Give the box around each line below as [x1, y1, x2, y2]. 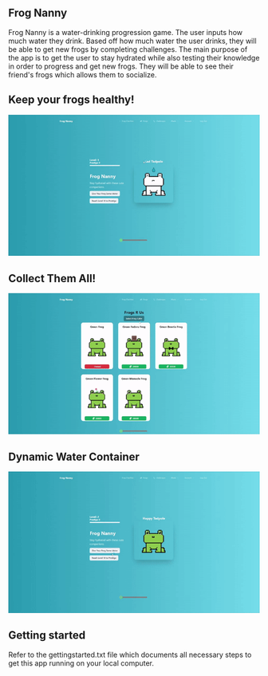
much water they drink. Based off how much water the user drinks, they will [8, 36, 257, 45]
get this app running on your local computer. [8, 658, 154, 668]
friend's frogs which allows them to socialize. [8, 69, 157, 79]
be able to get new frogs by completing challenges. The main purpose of [8, 44, 248, 54]
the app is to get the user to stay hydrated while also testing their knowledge [8, 53, 260, 62]
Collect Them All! [8, 271, 97, 285]
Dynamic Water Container [8, 450, 140, 463]
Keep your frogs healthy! [8, 93, 135, 107]
